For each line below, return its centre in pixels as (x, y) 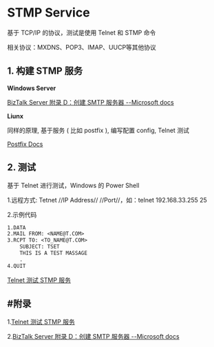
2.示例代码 (22, 214)
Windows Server (32, 88)
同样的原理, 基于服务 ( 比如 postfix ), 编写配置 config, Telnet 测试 (98, 130)
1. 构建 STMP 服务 (45, 71)
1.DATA (17, 228)
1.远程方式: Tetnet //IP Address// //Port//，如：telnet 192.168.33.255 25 (107, 200)
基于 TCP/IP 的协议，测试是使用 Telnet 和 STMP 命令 (82, 32)
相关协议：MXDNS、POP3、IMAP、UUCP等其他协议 (82, 47)
